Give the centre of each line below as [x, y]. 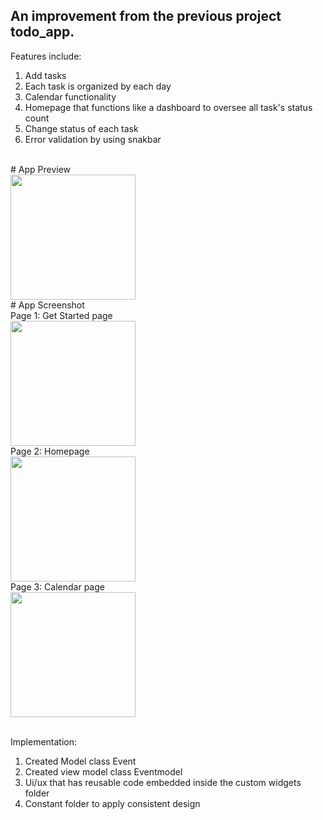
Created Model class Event [80, 761]
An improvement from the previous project [146, 16]
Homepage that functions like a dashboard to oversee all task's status [168, 107]
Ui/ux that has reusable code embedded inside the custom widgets [163, 782]
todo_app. [42, 32]
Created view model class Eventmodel [103, 771]
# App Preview [41, 169]
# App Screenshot [47, 305]
